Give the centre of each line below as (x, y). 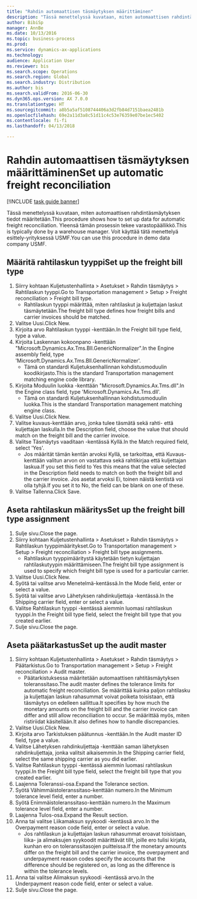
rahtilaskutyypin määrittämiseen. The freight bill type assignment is (104, 565)
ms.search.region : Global (38, 77)
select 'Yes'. (30, 448)
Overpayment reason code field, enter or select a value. (82, 827)
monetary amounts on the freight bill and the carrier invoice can (101, 709)
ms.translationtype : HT (36, 104)
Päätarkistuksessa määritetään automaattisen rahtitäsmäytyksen (102, 678)
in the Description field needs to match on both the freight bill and (103, 472)
